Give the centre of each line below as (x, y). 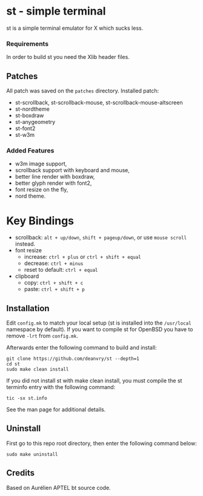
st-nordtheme (32, 109)
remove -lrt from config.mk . (42, 336)
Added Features (30, 150)
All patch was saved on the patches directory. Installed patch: (83, 91)
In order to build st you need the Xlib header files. (68, 57)
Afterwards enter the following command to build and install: (82, 348)
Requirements (28, 44)
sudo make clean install (38, 370)
